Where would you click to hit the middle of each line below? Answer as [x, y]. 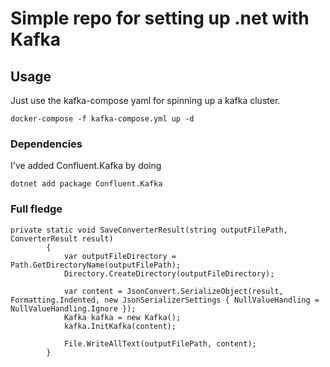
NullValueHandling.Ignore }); [73, 308]
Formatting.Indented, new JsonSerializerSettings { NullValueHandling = [165, 300]
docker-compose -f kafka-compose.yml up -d [102, 119]
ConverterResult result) [62, 238]
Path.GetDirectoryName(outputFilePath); [96, 265]
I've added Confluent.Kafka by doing [86, 166]
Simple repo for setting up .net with [160, 18]
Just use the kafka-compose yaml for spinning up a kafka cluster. [145, 100]
